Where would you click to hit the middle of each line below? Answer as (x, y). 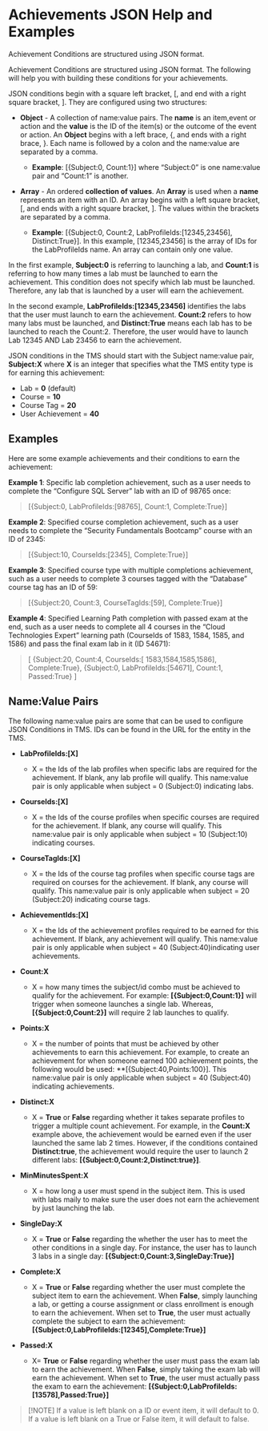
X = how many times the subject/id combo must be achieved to (136, 987)
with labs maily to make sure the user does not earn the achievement (146, 1199)
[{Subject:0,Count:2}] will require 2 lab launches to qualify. (130, 1013)
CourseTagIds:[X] (50, 858)
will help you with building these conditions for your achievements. (118, 78)
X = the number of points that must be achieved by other (125, 1043)
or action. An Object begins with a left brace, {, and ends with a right (133, 135)
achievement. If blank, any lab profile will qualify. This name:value (140, 777)
